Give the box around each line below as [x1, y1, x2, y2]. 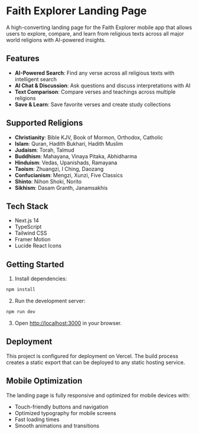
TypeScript [14, 224, 42, 231]
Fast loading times [14, 416, 60, 423]
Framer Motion [14, 236, 51, 243]
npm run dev [6, 309, 35, 315]
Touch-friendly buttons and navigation [14, 403, 109, 410]
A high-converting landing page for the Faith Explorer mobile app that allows [6, 24, 192, 31]
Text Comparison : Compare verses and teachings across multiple [14, 88, 176, 95]
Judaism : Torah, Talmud [14, 146, 75, 154]
